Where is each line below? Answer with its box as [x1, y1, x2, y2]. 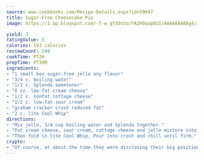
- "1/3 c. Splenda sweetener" [6, 82, 83, 88]
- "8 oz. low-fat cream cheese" [6, 88, 88, 94]
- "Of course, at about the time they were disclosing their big [6, 144, 175, 150]
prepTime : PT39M [6, 59, 47, 66]
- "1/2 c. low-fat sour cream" [6, 99, 86, 105]
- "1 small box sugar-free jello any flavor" [6, 71, 123, 77]
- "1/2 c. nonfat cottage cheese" [6, 94, 94, 100]
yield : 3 [6, 31, 29, 37]
